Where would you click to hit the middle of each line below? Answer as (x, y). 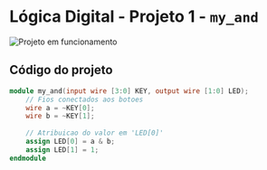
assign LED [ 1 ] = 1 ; (62, 150)
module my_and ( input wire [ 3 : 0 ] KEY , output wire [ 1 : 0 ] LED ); (129, 91)
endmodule (28, 158)
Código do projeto (61, 70)
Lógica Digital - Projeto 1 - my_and (134, 17)
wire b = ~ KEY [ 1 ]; (60, 116)
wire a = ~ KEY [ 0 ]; (60, 108)
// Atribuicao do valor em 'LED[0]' (95, 133)
